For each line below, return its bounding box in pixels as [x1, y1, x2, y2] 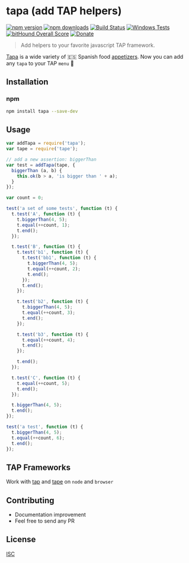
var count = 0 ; [6, 195, 44, 201]
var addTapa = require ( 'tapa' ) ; [6, 141, 86, 147]
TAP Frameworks [6, 462, 71, 472]
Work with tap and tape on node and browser [6, 478, 114, 485]
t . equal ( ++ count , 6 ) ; [11, 435, 65, 441]
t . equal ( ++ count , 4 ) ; [21, 337, 76, 343]
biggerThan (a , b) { [11, 167, 62, 173]
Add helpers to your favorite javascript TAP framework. [20, 42, 155, 49]
